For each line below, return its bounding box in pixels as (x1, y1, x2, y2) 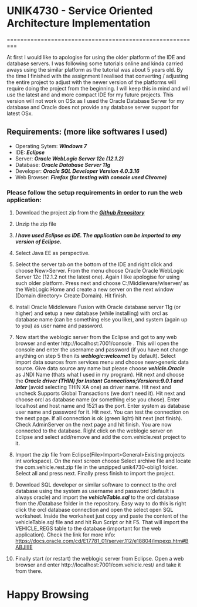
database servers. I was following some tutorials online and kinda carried (6, 60, 184, 67)
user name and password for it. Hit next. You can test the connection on (15, 408, 189, 415)
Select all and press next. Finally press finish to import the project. (15, 470, 175, 477)
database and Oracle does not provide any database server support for (6, 103, 179, 110)
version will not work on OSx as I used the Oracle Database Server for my (6, 97, 184, 104)
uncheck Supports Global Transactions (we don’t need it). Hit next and (15, 390, 185, 397)
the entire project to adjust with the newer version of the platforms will (6, 78, 176, 86)
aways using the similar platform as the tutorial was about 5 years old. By (6, 66, 184, 73)
